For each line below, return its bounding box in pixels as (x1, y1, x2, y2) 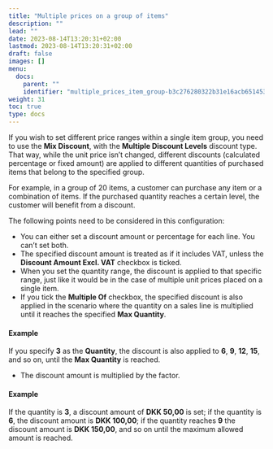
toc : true (8, 102, 42, 111)
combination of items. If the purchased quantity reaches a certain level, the (8, 192, 260, 201)
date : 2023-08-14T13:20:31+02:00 (8, 34, 122, 43)
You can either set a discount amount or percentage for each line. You (19, 232, 256, 241)
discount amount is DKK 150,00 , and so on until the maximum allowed (8, 425, 244, 434)
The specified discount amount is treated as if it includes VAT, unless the (19, 249, 264, 259)
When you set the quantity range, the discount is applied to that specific (19, 266, 262, 276)
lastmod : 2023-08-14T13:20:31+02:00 (8, 42, 132, 50)
